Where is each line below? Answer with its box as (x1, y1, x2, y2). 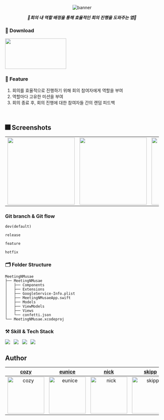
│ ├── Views (5, 308, 34, 313)
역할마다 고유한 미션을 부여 (12, 93, 63, 100)
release (5, 232, 21, 238)
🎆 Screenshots (5, 123, 52, 132)
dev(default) (5, 224, 32, 229)
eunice (59, 368, 76, 375)
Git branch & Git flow (5, 213, 55, 220)
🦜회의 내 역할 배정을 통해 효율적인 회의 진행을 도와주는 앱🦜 (27, 15, 137, 20)
